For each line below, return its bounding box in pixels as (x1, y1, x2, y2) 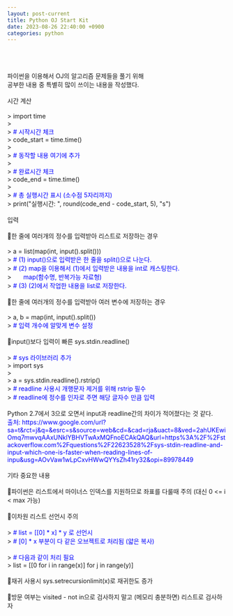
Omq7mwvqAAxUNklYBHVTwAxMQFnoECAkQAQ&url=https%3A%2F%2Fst (7, 433, 226, 442)
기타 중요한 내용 (7, 472, 51, 480)
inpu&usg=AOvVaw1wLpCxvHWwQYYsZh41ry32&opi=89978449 (7, 456, 194, 464)
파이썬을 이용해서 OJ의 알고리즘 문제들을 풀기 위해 (7, 72, 144, 80)
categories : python (7, 29, 64, 37)
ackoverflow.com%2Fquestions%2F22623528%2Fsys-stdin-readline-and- (7, 441, 223, 449)
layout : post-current (7, 10, 70, 17)
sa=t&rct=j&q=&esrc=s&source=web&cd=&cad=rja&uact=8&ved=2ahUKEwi (7, 426, 226, 435)
